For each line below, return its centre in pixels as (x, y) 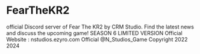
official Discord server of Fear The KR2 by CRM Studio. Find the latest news (100, 27)
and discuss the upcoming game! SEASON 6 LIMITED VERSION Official (94, 33)
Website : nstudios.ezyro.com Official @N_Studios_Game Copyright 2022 (97, 39)
